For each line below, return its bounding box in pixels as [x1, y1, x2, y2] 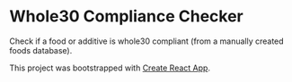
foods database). [9, 45, 73, 55]
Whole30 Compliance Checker [9, 6, 244, 27]
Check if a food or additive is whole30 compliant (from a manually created [9, 36, 285, 46]
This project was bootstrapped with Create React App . [9, 62, 211, 73]
